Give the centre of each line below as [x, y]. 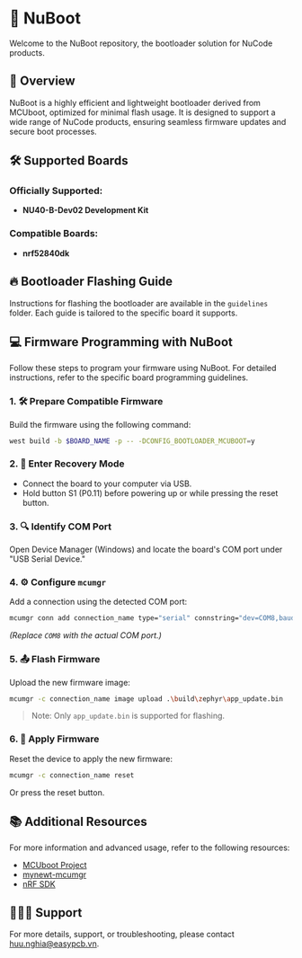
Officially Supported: [56, 191]
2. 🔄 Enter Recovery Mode [67, 464]
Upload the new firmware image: [70, 682]
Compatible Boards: [54, 234]
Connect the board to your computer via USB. [107, 483]
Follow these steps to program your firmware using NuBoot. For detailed [143, 368]
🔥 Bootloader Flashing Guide [91, 282]
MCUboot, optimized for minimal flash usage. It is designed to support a [142, 112]
